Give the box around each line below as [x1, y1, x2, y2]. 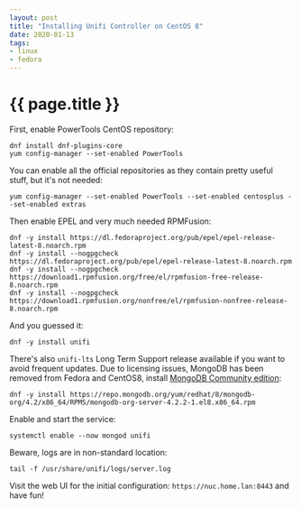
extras [61, 199, 87, 208]
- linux [9, 47, 39, 56]
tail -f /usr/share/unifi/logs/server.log [9, 464, 171, 474]
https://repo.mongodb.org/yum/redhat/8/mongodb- [69, 390, 256, 399]
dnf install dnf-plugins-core [9, 141, 123, 150]
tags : [9, 38, 30, 48]
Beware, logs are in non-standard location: [9, 447, 168, 457]
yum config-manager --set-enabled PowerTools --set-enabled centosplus [9, 191, 284, 201]
